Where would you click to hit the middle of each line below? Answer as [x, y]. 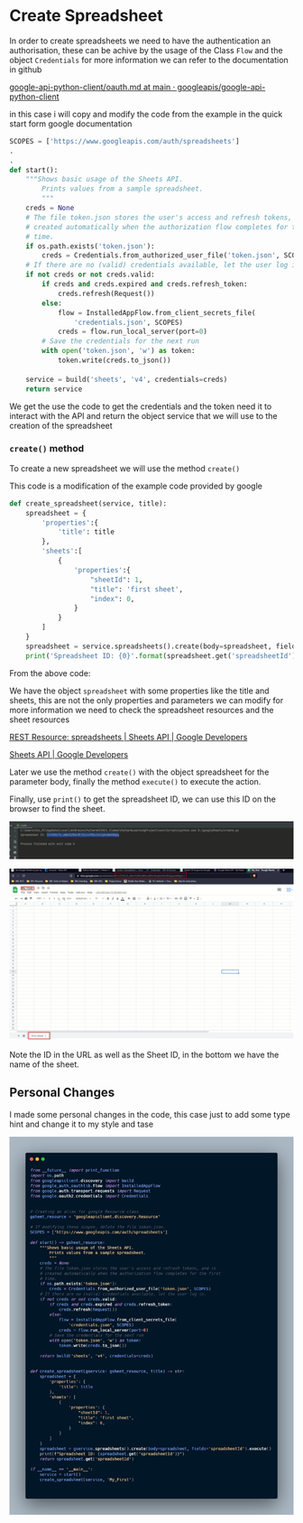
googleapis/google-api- [221, 87]
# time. [40, 237]
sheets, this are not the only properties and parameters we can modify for [147, 700]
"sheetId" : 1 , [116, 580]
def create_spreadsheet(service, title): [88, 503]
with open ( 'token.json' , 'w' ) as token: [119, 351]
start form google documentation [71, 124]
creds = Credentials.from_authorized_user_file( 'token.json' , [161, 255]
